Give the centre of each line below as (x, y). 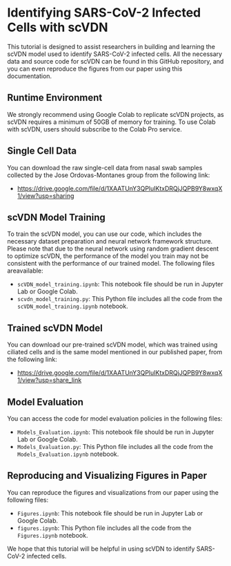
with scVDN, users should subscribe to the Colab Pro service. (95, 129)
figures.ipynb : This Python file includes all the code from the (104, 528)
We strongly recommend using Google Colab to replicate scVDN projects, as (115, 114)
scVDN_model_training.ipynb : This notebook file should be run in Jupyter (120, 284)
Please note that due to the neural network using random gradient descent (113, 249)
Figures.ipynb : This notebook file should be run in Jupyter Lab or (110, 513)
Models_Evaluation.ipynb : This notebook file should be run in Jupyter (115, 432)
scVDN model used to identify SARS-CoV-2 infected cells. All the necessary (115, 54)
